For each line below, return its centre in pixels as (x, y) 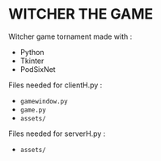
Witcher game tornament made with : (70, 36)
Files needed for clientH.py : (55, 85)
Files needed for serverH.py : (57, 133)
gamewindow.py (44, 101)
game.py (33, 110)
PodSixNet (38, 69)
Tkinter (32, 61)
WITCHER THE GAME (81, 14)
